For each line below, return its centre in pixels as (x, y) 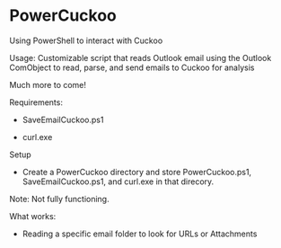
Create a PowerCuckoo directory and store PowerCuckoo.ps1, (137, 172)
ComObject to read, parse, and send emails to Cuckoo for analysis (132, 67)
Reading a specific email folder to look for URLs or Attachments (140, 234)
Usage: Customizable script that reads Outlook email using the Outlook (140, 58)
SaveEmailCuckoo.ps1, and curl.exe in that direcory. (118, 182)
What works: (33, 216)
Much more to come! (48, 84)
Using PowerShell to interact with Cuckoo (86, 40)
